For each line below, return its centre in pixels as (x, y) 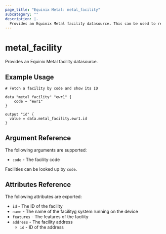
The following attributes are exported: (43, 196)
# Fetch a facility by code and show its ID (52, 88)
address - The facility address (42, 222)
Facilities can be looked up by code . (41, 169)
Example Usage (30, 77)
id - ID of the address (42, 227)
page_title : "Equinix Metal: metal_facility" (53, 10)
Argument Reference (38, 138)
